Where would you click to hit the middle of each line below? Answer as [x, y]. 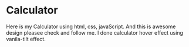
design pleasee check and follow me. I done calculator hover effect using [95, 32]
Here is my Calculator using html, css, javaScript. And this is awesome [91, 26]
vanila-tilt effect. [26, 39]
